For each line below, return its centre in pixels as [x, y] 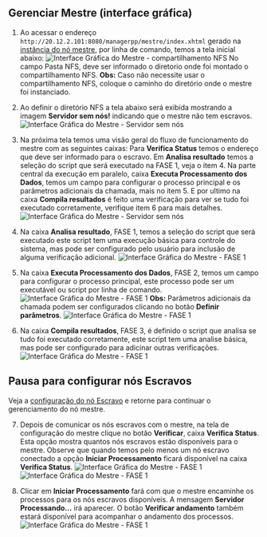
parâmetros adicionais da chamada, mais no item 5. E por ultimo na [130, 190]
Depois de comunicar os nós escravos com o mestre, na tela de [124, 424]
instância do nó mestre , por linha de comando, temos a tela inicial [128, 49]
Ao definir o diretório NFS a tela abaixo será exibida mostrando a [126, 107]
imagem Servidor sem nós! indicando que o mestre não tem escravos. [136, 116]
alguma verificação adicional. [68, 257]
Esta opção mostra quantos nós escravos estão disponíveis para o [129, 441]
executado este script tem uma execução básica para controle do [128, 240]
